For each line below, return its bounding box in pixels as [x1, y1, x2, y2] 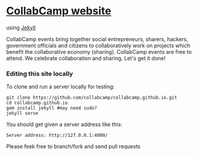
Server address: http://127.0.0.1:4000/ [6, 133, 109, 139]
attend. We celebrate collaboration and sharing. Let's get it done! [6, 54, 166, 62]
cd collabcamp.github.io [6, 100, 68, 106]
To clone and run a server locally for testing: [6, 83, 115, 90]
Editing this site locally [6, 69, 73, 78]
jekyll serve [6, 111, 39, 117]
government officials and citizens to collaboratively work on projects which [6, 42, 191, 49]
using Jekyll [6, 24, 36, 31]
